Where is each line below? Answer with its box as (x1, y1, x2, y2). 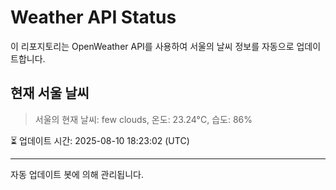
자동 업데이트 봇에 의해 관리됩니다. (10, 168, 144, 180)
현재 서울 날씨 (10, 85, 90, 102)
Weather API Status (10, 6, 177, 29)
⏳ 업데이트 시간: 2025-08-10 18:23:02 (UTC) (10, 134, 190, 146)
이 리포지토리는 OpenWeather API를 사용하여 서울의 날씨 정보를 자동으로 (10, 40, 295, 52)
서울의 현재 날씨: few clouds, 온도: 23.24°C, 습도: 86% (34, 113, 253, 125)
